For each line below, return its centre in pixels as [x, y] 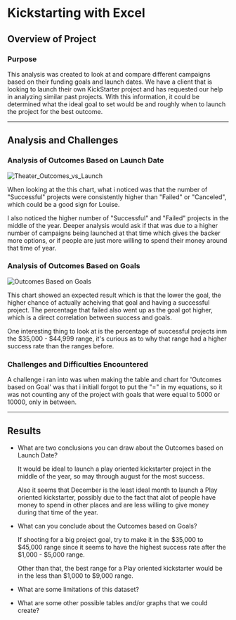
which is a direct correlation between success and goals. [90, 317]
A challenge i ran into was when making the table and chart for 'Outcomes [115, 380]
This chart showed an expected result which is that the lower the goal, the [114, 295]
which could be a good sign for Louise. [64, 204]
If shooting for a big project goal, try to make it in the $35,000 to [110, 539]
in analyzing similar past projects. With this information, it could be [104, 96]
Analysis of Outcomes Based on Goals [74, 266]
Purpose [22, 59]
